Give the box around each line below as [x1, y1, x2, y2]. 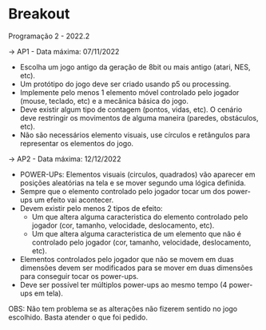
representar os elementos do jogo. [19, 138, 134, 148]
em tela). [34, 288, 64, 298]
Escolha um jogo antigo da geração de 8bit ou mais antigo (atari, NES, [19, 62, 251, 72]
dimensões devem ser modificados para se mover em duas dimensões [19, 263, 253, 272]
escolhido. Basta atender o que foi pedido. [8, 312, 148, 322]
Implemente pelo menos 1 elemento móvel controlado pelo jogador [19, 87, 240, 97]
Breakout [8, 5, 70, 23]
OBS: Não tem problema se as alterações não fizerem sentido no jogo [8, 304, 238, 313]
